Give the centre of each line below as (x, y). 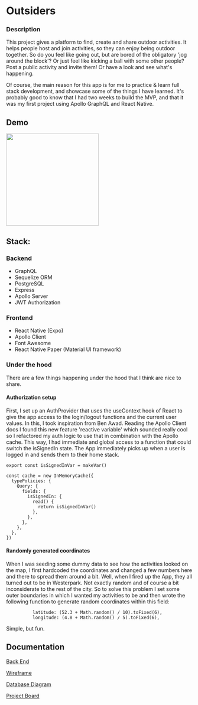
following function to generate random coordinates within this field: (88, 602)
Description (23, 30)
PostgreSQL (29, 283)
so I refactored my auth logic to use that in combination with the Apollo (92, 436)
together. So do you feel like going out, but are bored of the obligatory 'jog (97, 55)
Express (25, 290)
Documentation (35, 647)
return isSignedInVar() (67, 506)
